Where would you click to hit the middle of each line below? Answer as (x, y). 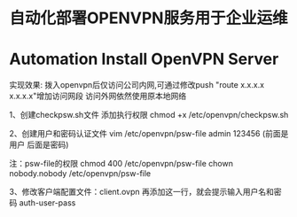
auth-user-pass (47, 203)
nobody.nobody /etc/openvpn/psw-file (80, 174)
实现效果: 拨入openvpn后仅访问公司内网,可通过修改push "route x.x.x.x (137, 85)
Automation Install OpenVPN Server (144, 59)
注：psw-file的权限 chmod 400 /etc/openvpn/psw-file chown (121, 164)
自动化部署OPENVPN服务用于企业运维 (148, 18)
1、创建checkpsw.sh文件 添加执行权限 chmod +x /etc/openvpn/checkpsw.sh (149, 115)
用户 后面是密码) (39, 145)
